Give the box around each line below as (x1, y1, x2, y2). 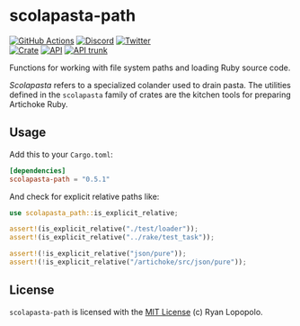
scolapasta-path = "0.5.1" (9, 175, 110, 184)
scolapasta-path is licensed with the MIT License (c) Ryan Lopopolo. (9, 306, 263, 317)
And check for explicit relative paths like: (9, 191, 160, 202)
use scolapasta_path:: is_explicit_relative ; (9, 208, 179, 217)
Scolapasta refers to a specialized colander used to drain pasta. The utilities (9, 79, 292, 90)
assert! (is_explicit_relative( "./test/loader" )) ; (9, 224, 199, 234)
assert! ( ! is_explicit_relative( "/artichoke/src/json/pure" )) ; (9, 258, 247, 267)
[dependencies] (9, 166, 66, 176)
